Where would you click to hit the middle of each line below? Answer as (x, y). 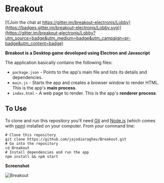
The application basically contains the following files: (59, 62)
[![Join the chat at (23, 22)
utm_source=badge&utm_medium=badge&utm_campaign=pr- (68, 38)
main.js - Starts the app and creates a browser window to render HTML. (85, 83)
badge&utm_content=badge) (34, 43)
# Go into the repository (32, 143)
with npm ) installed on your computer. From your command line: (70, 126)
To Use (16, 109)
